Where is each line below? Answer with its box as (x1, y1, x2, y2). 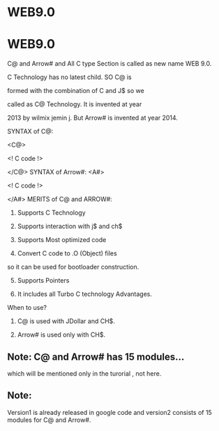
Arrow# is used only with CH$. (17, 330, 106, 339)
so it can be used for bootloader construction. (7, 263, 139, 271)
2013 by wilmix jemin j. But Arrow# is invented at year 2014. (7, 113, 178, 122)
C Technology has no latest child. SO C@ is (7, 73, 132, 81)
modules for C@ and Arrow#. (7, 416, 91, 424)
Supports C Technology (17, 209, 86, 217)
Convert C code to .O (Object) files (17, 249, 117, 257)
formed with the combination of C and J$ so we (7, 87, 144, 95)
